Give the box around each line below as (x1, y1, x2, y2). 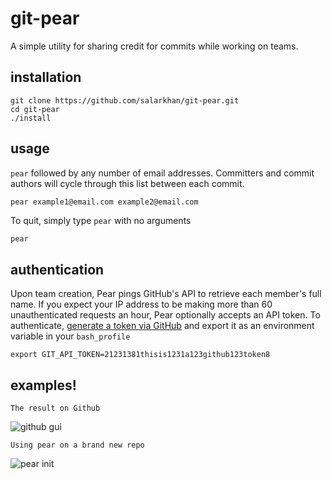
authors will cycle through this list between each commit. (10, 177, 245, 189)
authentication (10, 261, 105, 278)
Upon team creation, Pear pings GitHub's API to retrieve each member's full (10, 288, 322, 300)
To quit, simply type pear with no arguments (10, 215, 192, 227)
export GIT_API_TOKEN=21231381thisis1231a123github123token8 (10, 350, 271, 360)
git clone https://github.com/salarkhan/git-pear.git (10, 95, 240, 106)
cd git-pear (10, 104, 60, 114)
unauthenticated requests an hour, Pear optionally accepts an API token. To (10, 309, 321, 321)
